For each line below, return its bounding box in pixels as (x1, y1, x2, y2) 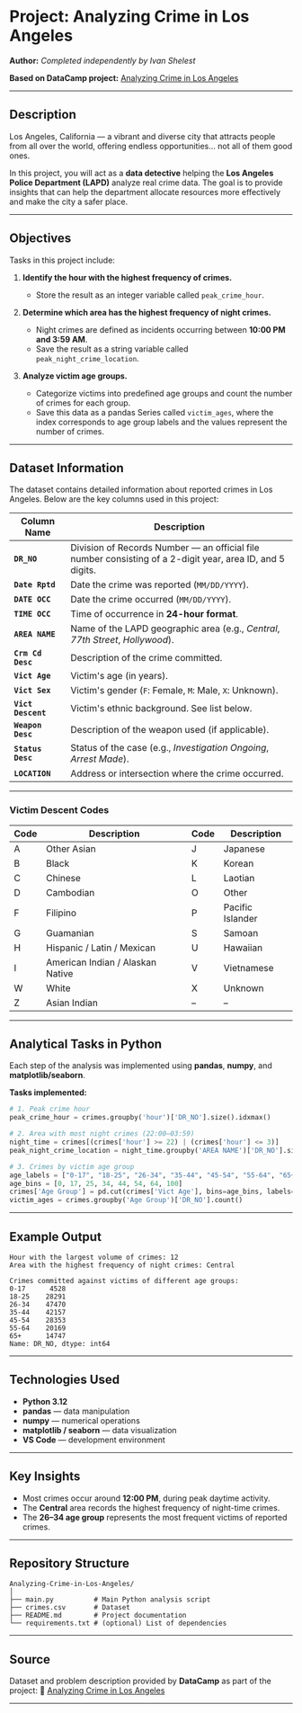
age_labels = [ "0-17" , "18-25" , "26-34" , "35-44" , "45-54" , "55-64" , (9, 1171, 276, 1180)
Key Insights (9, 1468, 81, 1485)
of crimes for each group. (35, 397, 131, 408)
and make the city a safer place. (9, 196, 129, 207)
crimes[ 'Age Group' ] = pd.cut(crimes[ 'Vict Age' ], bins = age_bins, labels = (9, 1187, 296, 1197)
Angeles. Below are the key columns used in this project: (9, 494, 219, 504)
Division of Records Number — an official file (70, 541, 260, 554)
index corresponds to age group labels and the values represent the (35, 416, 288, 427)
